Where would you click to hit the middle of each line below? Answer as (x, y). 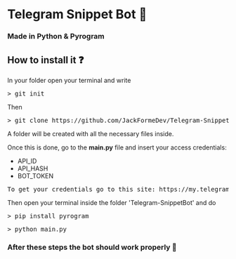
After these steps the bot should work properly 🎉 (92, 247)
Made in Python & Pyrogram (56, 36)
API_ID (27, 161)
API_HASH (33, 168)
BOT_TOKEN (35, 175)
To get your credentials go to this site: (81, 189)
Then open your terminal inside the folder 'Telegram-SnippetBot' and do (112, 202)
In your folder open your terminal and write (69, 80)
